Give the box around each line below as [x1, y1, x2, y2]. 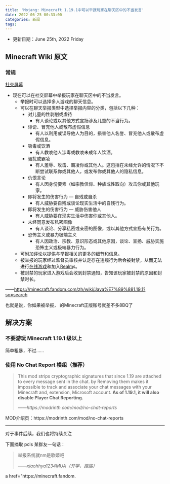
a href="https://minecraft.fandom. [5, 473, 76, 479]
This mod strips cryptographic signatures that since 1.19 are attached [17, 373, 162, 379]
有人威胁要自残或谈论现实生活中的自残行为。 [35, 200, 129, 206]
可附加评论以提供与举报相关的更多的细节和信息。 [20, 251, 122, 257]
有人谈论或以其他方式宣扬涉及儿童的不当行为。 [35, 117, 133, 123]
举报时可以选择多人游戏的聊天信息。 [20, 98, 96, 105]
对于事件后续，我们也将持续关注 [5, 430, 72, 436]
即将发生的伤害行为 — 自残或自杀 [27, 193, 97, 199]
